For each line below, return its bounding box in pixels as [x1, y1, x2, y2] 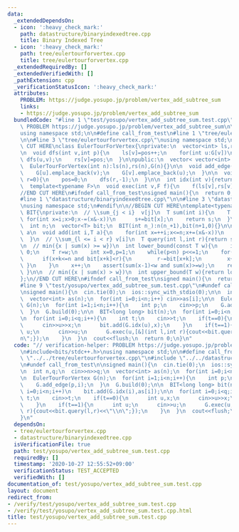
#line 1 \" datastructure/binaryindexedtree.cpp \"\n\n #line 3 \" [20, 196, 215, 203]
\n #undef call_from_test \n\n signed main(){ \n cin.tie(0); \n [20, 361, 205, 369]
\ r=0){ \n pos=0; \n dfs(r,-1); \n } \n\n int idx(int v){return [20, 176, 234, 183]
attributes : [14, 90, 50, 97]
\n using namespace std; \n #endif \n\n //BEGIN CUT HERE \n [20, 202, 186, 210]
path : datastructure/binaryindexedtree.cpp [20, 30, 152, 38]
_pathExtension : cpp [14, 76, 75, 84]
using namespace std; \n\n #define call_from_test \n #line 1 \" [20, 130, 205, 137]
